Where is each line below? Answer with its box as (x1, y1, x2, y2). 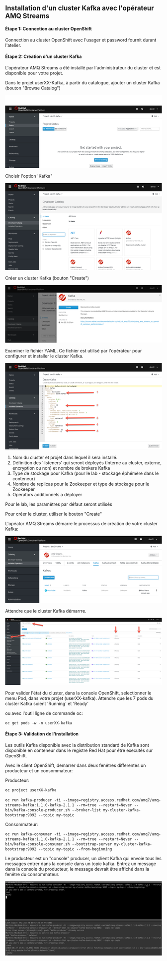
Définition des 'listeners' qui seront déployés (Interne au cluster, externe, (12, 460, 162, 466)
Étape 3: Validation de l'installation (5, 731, 79, 737)
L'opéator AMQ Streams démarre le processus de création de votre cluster (5, 521, 158, 527)
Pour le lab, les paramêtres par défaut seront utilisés (5, 501, 113, 507)
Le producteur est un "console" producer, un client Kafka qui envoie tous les (5, 855, 162, 861)
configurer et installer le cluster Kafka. (5, 353, 83, 359)
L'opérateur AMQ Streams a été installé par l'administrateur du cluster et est (5, 64, 161, 70)
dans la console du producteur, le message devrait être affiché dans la (5, 866, 150, 872)
